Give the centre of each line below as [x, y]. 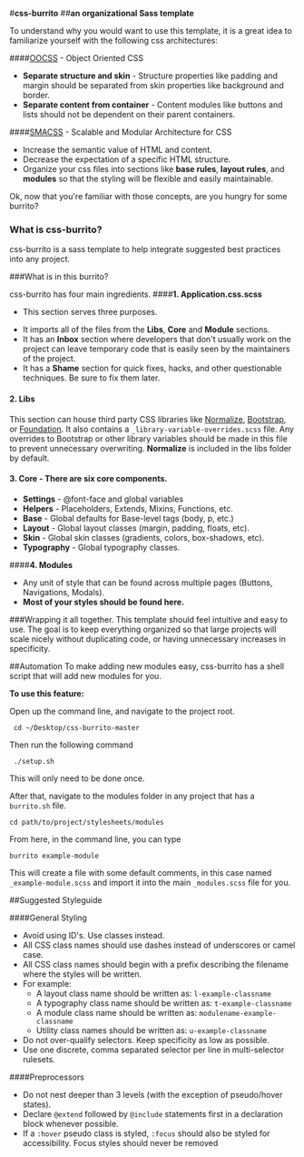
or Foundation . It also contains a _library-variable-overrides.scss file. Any [152, 429]
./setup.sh [34, 761]
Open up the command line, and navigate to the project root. [123, 711]
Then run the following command [71, 745]
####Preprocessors [47, 1077]
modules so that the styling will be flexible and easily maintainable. [148, 178]
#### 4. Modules [41, 564]
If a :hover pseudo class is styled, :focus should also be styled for [146, 1133]
